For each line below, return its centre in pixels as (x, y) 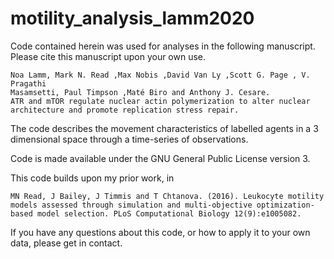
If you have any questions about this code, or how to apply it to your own (160, 232)
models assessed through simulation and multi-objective (131, 205)
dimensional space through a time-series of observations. (129, 139)
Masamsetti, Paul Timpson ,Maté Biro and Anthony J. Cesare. (140, 92)
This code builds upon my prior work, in (92, 178)
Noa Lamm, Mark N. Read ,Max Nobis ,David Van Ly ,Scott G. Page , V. (160, 75)
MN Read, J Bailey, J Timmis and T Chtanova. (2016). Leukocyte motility (167, 196)
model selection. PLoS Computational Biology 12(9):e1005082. (169, 213)
